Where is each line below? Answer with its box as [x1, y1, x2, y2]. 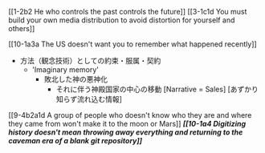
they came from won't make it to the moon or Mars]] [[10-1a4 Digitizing [8, 119, 247, 128]
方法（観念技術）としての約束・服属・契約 [19, 56, 161, 65]
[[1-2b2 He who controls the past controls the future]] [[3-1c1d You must [8, 7, 247, 16]
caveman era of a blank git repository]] [8, 136, 143, 145]
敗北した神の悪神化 [43, 74, 108, 83]
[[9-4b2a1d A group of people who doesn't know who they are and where [8, 111, 252, 119]
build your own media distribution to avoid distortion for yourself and [8, 15, 235, 25]
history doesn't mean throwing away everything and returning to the [8, 127, 243, 137]
